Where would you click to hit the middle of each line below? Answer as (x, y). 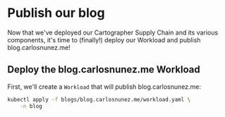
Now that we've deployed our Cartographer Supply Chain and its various (113, 32)
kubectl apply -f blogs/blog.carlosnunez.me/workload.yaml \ (99, 99)
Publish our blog (56, 13)
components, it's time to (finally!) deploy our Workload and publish (104, 39)
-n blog (31, 106)
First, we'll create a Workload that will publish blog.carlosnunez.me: (104, 87)
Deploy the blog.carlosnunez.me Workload (104, 69)
